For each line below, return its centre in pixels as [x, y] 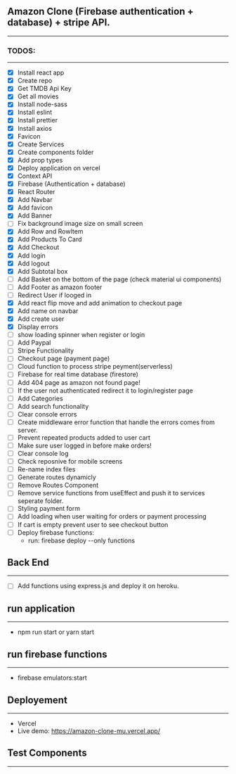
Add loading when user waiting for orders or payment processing [112, 516]
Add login [31, 255]
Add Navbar [35, 200]
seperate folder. [40, 501]
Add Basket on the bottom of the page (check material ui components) [119, 279]
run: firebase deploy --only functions [81, 540]
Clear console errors [47, 414]
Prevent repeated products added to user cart [84, 437]
